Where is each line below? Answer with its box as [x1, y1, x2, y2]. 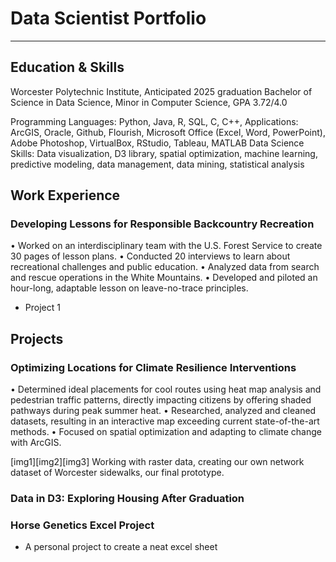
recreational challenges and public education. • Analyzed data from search [10, 261, 320, 273]
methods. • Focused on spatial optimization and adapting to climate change [10, 426, 323, 438]
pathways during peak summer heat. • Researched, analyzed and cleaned [10, 405, 317, 417]
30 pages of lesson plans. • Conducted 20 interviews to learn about [10, 250, 291, 262]
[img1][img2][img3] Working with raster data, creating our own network [10, 456, 305, 468]
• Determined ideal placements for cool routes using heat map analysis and [10, 383, 322, 396]
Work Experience [10, 187, 121, 204]
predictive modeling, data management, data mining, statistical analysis [10, 158, 305, 170]
